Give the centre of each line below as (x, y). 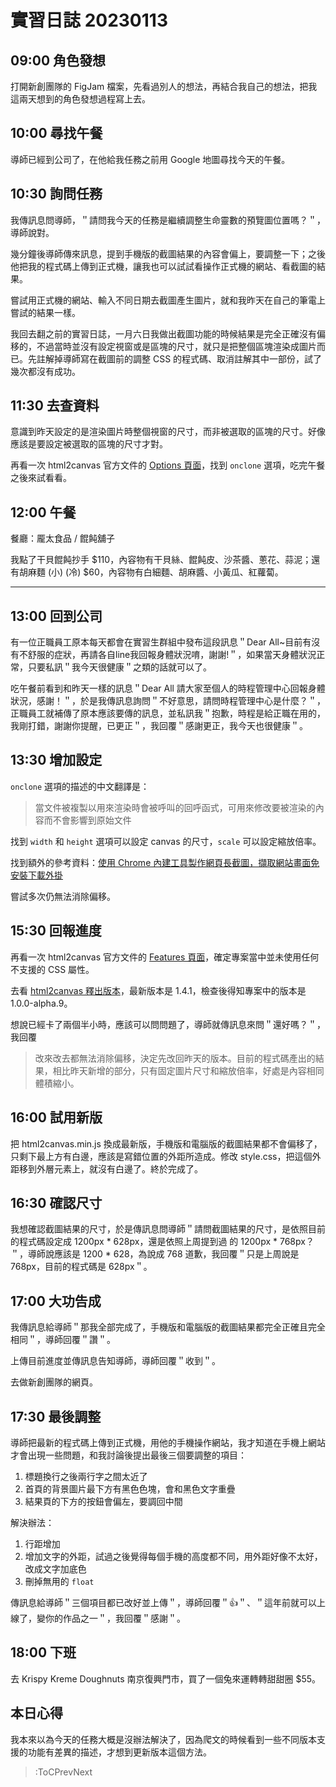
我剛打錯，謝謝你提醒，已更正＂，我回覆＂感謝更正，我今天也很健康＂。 (159, 726)
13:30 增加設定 (56, 760)
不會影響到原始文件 (92, 820)
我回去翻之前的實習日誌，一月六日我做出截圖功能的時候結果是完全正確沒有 (163, 333)
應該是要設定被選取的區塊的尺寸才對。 (89, 444)
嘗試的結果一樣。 (45, 312)
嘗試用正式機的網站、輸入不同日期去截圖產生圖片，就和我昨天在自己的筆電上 (168, 300)
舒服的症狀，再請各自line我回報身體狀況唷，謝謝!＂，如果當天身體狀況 (172, 655)
